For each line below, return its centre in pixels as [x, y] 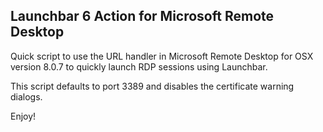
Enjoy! [23, 116]
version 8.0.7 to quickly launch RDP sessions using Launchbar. [139, 66]
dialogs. [26, 96]
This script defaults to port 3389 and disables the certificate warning [152, 86]
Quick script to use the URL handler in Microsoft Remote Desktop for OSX [162, 56]
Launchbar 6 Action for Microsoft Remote [142, 16]
